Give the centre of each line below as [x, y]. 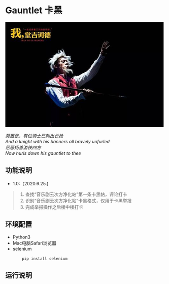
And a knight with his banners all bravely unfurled [58, 141]
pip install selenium [45, 259]
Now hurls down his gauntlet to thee [43, 153]
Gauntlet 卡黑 [34, 10]
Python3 [21, 237]
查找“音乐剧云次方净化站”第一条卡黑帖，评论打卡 [76, 194]
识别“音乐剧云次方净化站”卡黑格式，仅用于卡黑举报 [78, 200]
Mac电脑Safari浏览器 [35, 243]
